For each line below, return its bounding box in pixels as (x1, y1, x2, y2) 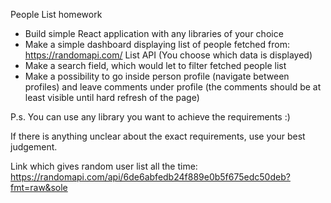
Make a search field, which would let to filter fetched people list (24, 60, 287, 71)
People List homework (10, 9, 103, 20)
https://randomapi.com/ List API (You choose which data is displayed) (24, 49, 313, 61)
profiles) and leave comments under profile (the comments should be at (24, 81, 322, 93)
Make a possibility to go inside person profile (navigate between (24, 70, 290, 82)
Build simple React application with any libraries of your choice (24, 28, 284, 39)
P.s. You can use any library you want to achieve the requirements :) (10, 111, 291, 123)
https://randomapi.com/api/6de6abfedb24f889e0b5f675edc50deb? (10, 171, 291, 183)
